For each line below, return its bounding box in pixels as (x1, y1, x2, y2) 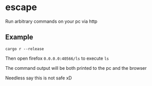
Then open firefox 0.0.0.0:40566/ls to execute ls (5, 55, 109, 61)
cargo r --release (5, 46, 44, 52)
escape (5, 2, 37, 13)
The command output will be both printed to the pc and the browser (5, 65, 147, 71)
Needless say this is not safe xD (5, 75, 72, 81)
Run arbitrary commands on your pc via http (5, 18, 98, 24)
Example (5, 33, 33, 41)
